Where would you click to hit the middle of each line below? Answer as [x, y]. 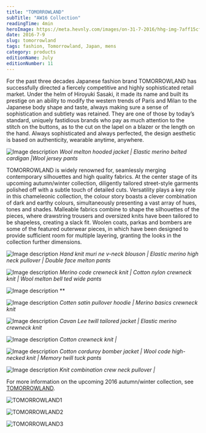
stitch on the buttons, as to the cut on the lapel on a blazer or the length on [101, 127]
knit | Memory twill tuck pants [64, 357]
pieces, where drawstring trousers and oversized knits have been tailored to [102, 216]
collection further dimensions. [44, 242]
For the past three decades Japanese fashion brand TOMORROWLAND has [101, 81]
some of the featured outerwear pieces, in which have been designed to [97, 228]
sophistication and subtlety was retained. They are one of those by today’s [101, 114]
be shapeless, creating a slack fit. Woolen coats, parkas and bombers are [99, 222]
